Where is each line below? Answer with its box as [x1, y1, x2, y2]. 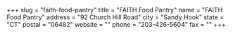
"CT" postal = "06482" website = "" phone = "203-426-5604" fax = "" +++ [6, 21, 227, 28]
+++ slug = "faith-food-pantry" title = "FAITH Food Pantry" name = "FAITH [6, 6, 223, 14]
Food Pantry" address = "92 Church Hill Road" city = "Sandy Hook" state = [6, 13, 225, 21]
